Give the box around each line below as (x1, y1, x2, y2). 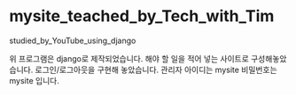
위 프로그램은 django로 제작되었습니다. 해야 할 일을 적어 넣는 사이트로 (9, 53, 250, 63)
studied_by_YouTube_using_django (9, 35, 136, 46)
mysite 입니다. (9, 75, 59, 85)
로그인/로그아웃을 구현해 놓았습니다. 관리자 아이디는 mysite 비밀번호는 (35, 64, 277, 75)
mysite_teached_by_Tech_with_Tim (9, 6, 275, 26)
